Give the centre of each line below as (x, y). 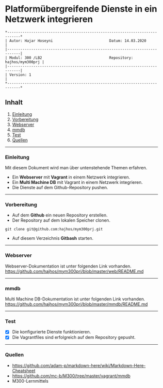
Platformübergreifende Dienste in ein (81, 9)
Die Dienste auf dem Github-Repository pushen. (60, 188)
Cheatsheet (24, 370)
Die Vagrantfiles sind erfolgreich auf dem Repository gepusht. (74, 337)
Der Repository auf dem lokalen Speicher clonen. (61, 220)
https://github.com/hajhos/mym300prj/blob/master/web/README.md (74, 271)
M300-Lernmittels (30, 381)
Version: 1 (20, 75)
